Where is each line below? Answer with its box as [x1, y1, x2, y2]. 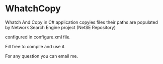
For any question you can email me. [5, 53, 78, 59]
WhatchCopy [5, 3, 61, 14]
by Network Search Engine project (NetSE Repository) [5, 24, 116, 30]
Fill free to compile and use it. [5, 43, 66, 49]
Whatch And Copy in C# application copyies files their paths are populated [5, 19, 158, 25]
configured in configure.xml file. [5, 34, 71, 40]
